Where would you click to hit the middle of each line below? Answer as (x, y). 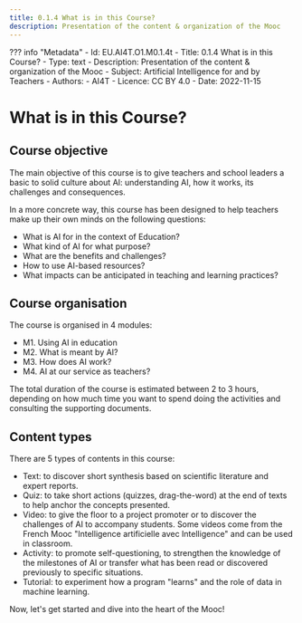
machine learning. (56, 592)
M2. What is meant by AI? (71, 352)
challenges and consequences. (68, 192)
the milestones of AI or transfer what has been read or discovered (145, 563)
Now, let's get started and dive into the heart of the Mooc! (117, 609)
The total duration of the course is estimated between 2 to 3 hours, (134, 389)
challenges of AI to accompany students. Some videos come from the (152, 524)
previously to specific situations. (83, 572)
